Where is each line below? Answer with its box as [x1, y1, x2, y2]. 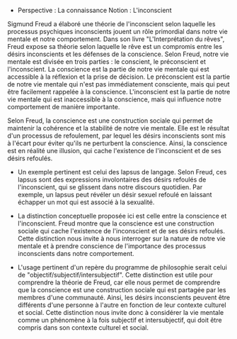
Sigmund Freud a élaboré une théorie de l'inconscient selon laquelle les [7, 20, 216, 28]
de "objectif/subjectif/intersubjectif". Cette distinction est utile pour [17, 271, 214, 279]
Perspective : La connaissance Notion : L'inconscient [17, 6, 172, 14]
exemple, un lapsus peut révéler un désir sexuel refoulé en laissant [17, 191, 212, 199]
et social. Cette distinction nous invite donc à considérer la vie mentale [17, 309, 224, 316]
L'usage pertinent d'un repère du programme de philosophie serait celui [17, 263, 228, 272]
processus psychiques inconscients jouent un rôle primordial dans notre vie [7, 28, 228, 35]
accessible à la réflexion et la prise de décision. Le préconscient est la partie [7, 72, 231, 81]
